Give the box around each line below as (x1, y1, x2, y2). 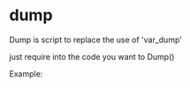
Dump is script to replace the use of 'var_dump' (9, 34, 183, 45)
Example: (9, 68, 43, 79)
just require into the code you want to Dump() (9, 51, 175, 62)
